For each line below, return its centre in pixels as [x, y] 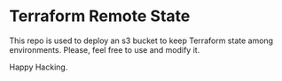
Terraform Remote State [100, 16]
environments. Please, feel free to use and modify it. [105, 49]
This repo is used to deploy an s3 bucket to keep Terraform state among [141, 40]
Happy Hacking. [39, 67]
